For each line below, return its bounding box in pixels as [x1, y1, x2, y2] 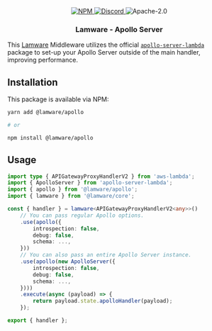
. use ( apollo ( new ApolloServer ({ [20, 258, 116, 265]
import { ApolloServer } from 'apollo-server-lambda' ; [7, 179, 173, 186]
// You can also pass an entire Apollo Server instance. [20, 252, 192, 259]
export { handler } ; [7, 317, 69, 325]
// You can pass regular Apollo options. [20, 212, 144, 219]
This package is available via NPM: [7, 95, 109, 103]
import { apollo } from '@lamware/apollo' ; [7, 186, 138, 193]
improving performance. [7, 56, 78, 64]
